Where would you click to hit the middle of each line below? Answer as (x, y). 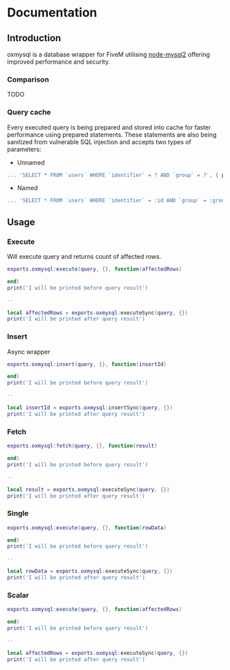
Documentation (52, 13)
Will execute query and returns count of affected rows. (84, 257)
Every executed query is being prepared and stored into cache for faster (109, 127)
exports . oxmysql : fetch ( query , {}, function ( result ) (82, 446)
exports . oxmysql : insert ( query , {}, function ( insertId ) (87, 364)
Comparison (28, 79)
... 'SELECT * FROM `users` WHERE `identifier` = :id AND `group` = (107, 200)
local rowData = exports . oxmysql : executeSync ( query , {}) (90, 571)
